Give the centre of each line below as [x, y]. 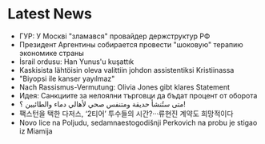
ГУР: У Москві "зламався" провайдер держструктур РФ [114, 36]
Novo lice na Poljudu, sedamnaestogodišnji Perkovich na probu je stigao [138, 122]
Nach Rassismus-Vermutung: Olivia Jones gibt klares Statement [124, 87]
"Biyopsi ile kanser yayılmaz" [67, 78]
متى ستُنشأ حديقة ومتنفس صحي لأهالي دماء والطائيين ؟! [102, 104]
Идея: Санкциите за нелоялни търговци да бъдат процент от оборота [138, 95]
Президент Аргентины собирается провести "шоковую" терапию [131, 44]
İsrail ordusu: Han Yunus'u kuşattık [76, 62]
